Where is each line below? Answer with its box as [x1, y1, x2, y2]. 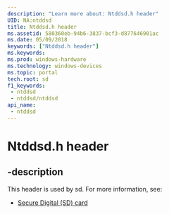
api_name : [7, 102, 37, 109]
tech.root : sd [7, 75, 49, 83]
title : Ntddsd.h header [7, 23, 77, 30]
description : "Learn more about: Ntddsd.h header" [7, 10, 159, 18]
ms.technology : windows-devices [7, 62, 102, 69]
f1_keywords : [7, 82, 46, 89]
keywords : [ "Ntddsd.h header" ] [7, 43, 99, 50]
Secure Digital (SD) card [17, 198, 88, 207]
